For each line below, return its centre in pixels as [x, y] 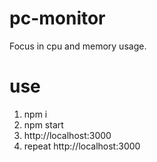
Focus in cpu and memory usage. [78, 46]
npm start [43, 124]
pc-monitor [57, 18]
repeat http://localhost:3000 [82, 146]
